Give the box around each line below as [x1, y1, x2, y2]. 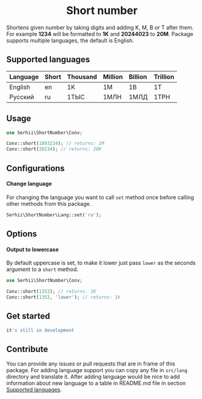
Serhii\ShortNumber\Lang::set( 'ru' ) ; [6, 211, 102, 218]
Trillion [153, 72, 175, 81]
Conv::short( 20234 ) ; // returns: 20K [6, 146, 102, 152]
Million [103, 72, 123, 81]
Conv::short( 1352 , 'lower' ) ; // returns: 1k [6, 294, 121, 300]
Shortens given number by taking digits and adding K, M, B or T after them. [6, 24, 194, 31]
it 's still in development [6, 327, 75, 333]
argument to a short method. [6, 266, 79, 273]
